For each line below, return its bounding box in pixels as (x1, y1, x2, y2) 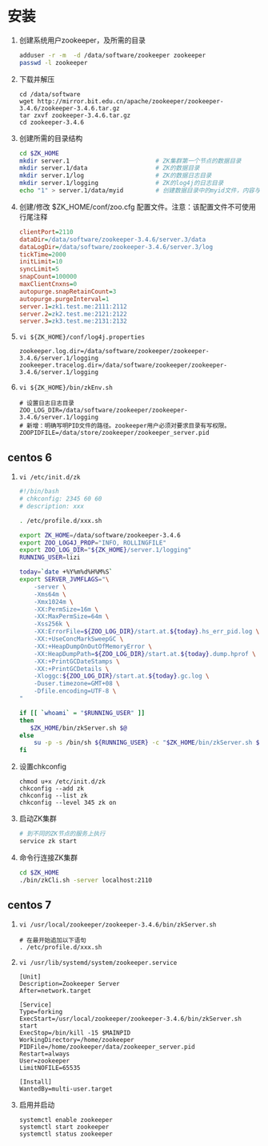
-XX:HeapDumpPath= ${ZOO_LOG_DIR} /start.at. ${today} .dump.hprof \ (34, 649, 257, 657)
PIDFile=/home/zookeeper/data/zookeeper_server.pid (18, 1043, 195, 1052)
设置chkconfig (18, 762, 67, 771)
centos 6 (7, 450, 53, 464)
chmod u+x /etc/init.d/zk (18, 778, 106, 786)
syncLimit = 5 (18, 265, 59, 273)
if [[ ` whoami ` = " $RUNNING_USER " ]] (18, 709, 146, 717)
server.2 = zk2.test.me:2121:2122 (18, 310, 127, 318)
